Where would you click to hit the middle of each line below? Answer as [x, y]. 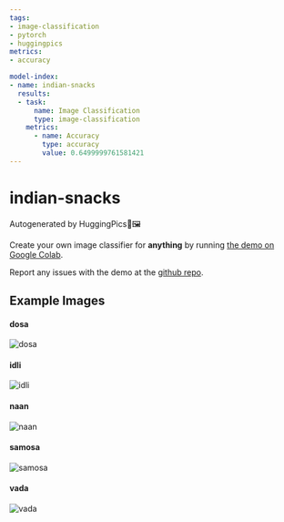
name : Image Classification [87, 110]
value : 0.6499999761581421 [93, 153]
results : [34, 93]
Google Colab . [36, 254]
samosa [25, 447]
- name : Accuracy [66, 136]
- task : [32, 102]
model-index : [34, 77]
